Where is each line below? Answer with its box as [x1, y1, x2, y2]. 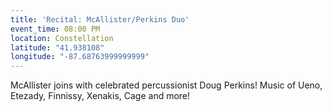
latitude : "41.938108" [10, 42, 105, 53]
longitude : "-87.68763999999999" [10, 52, 150, 62]
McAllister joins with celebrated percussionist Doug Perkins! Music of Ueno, [10, 79, 323, 91]
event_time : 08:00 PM [10, 24, 101, 34]
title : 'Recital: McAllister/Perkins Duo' [10, 14, 190, 25]
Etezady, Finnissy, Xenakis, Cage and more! [10, 90, 191, 102]
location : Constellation [10, 33, 114, 43]
